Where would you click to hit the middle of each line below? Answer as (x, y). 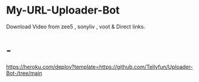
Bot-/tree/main (24, 73)
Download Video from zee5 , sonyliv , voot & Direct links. (76, 27)
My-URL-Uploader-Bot (63, 10)
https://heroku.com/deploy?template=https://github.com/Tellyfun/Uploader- (99, 67)
